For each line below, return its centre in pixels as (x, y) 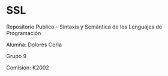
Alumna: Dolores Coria (34, 45)
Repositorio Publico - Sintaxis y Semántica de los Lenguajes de (84, 27)
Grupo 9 (16, 56)
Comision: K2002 (28, 67)
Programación (24, 33)
